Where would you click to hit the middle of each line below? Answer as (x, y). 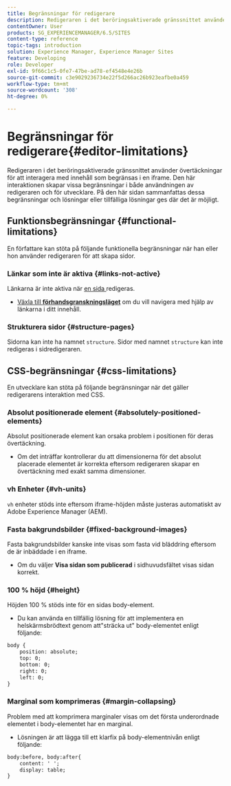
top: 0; (30, 658)
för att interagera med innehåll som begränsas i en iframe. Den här (101, 177)
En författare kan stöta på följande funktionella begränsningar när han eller (113, 248)
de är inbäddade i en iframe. (47, 552)
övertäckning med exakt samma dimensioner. (81, 471)
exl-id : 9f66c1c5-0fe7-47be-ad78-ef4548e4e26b (75, 71)
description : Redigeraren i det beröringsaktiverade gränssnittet (104, 20)
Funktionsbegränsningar (61, 221)
